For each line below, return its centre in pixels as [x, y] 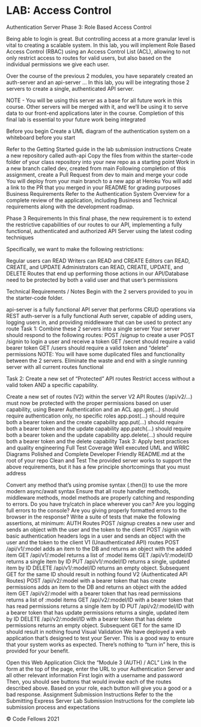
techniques [20, 237]
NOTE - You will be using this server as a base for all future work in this [94, 100]
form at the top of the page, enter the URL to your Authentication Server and [100, 669]
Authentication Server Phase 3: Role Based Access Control [79, 27]
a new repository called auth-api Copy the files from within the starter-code [100, 155]
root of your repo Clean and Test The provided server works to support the [99, 460]
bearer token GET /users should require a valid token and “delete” [88, 348]
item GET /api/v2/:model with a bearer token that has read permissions [94, 593]
